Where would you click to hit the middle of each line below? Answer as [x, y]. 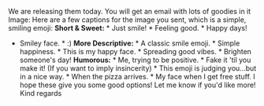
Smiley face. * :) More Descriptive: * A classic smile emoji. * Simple [130, 43]
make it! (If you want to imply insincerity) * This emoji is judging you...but [138, 68]
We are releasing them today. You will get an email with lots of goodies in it [130, 11]
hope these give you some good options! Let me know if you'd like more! [138, 85]
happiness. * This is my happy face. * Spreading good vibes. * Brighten [136, 51]
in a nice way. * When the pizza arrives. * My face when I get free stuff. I [138, 77]
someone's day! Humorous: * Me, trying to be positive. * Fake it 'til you [135, 60]
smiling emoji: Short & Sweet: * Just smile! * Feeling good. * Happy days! [128, 28]
